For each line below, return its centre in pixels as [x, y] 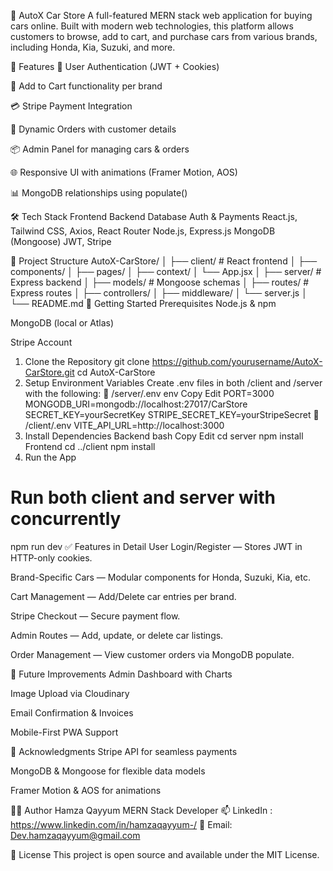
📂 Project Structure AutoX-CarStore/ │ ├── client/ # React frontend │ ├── [164, 261]
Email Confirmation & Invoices [72, 712]
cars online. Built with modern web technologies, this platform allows [152, 26]
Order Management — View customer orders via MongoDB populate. [152, 654]
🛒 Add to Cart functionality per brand [86, 86]
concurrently [66, 519]
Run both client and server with [143, 497]
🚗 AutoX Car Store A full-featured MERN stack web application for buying [161, 15]
